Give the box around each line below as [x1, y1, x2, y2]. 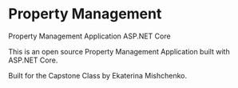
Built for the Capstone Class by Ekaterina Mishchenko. [8, 70, 188, 80]
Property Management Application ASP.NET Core [8, 31, 171, 41]
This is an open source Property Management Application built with [8, 46, 230, 56]
